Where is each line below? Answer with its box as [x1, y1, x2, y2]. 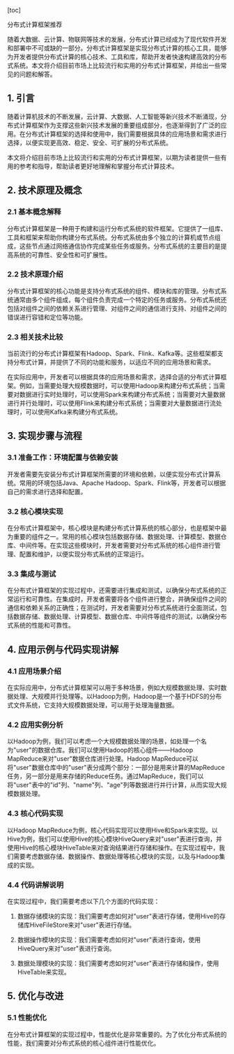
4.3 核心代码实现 [7, 809, 64, 819]
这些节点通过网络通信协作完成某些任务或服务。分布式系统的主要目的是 [19, 242, 221, 250]
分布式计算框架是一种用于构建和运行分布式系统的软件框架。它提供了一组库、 [7, 224, 227, 232]
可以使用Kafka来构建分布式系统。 [25, 408, 122, 416]
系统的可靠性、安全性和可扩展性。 [13, 251, 111, 259]
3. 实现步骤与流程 [7, 430, 82, 442]
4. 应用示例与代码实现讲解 [7, 644, 119, 655]
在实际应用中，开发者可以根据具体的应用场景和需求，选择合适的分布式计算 [7, 373, 221, 381]
